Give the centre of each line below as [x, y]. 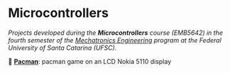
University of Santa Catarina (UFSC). [62, 47]
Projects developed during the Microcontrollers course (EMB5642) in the [115, 33]
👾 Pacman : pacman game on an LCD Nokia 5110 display [90, 61]
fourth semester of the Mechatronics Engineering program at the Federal [115, 40]
